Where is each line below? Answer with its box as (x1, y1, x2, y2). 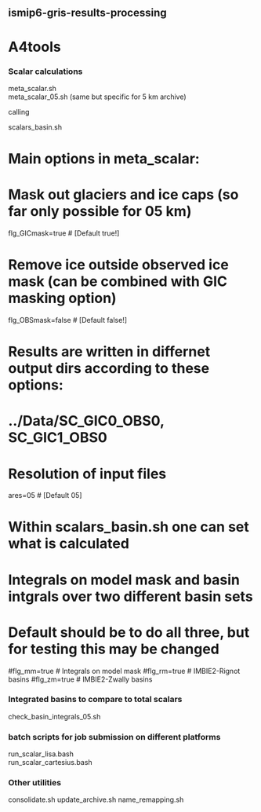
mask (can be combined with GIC (8, 272, 227, 291)
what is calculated (8, 535, 129, 553)
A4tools (8, 38, 61, 56)
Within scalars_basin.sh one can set (8, 518, 249, 536)
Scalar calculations (8, 66, 83, 77)
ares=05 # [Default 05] (8, 491, 82, 500)
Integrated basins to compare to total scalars (8, 694, 183, 705)
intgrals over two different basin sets (8, 587, 253, 605)
